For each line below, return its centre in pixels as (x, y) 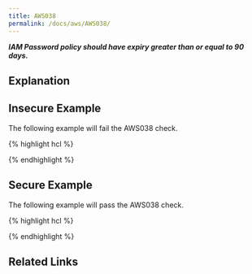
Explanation (39, 81)
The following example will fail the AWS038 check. (93, 128)
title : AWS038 (33, 16)
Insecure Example (55, 109)
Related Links (43, 261)
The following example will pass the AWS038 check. (96, 205)
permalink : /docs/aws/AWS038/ (60, 24)
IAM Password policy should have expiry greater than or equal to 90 (126, 46)
